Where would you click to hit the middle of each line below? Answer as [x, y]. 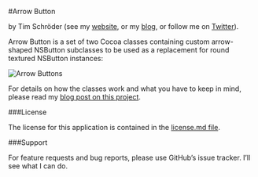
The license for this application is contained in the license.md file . [114, 127]
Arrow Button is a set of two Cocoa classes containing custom [109, 42]
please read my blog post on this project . [75, 97]
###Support [28, 143]
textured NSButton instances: [56, 58]
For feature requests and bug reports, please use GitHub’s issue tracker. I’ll [129, 157]
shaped [20, 50]
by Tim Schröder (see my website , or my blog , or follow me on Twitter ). [123, 26]
